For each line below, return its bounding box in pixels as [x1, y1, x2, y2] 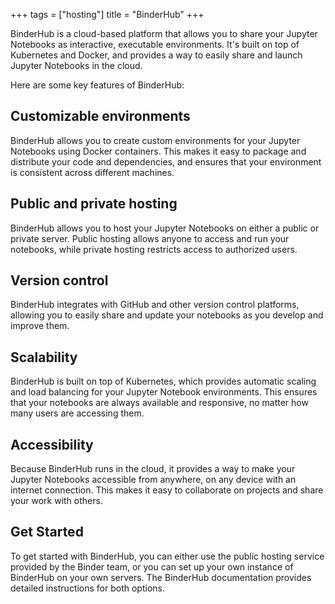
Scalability [10, 349, 78, 366]
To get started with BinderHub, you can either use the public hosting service [10, 550, 325, 562]
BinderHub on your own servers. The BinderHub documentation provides [10, 571, 312, 583]
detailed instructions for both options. [10, 582, 166, 594]
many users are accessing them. [10, 407, 145, 419]
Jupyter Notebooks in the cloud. [10, 60, 143, 71]
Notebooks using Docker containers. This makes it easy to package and [10, 145, 307, 157]
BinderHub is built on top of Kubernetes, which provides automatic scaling [10, 375, 317, 388]
